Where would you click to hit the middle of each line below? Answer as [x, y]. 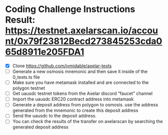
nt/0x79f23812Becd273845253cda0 [84, 41]
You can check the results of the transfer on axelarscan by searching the [88, 121]
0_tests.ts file [26, 77]
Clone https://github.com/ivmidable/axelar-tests [62, 66]
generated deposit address [40, 127]
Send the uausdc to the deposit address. [54, 116]
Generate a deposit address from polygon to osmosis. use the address [85, 105]
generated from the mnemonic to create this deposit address [75, 110]
